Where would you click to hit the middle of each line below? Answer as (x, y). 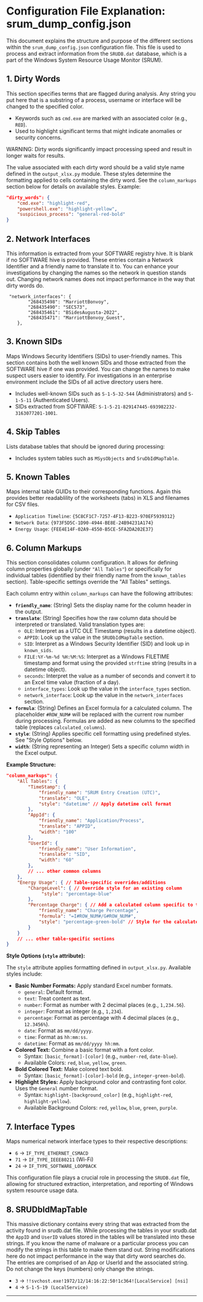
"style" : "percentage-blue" (77, 894)
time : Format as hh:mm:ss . (56, 1037)
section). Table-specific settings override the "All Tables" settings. (89, 582)
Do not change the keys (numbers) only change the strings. (80, 1269)
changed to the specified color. (45, 106)
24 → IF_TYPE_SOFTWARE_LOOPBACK (56, 1166)
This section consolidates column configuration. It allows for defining (92, 563)
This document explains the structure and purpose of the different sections (100, 40)
